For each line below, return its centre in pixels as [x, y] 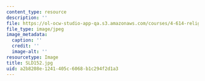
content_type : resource [37, 12]
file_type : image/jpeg [35, 29]
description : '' [27, 18]
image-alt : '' [30, 52]
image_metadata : [27, 35]
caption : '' [27, 40]
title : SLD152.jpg [30, 63]
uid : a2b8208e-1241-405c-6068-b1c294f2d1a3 [63, 69]
